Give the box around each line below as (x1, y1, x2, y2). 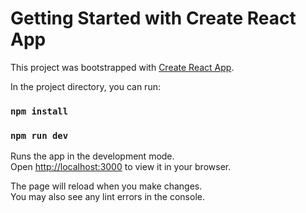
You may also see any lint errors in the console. (10, 191, 205, 203)
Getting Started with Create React (10, 7, 297, 30)
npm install (10, 105, 69, 117)
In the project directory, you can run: (10, 80, 161, 92)
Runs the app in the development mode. (10, 150, 175, 162)
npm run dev (10, 130, 69, 141)
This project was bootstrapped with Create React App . (10, 61, 235, 73)
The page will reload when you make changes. (10, 180, 203, 192)
